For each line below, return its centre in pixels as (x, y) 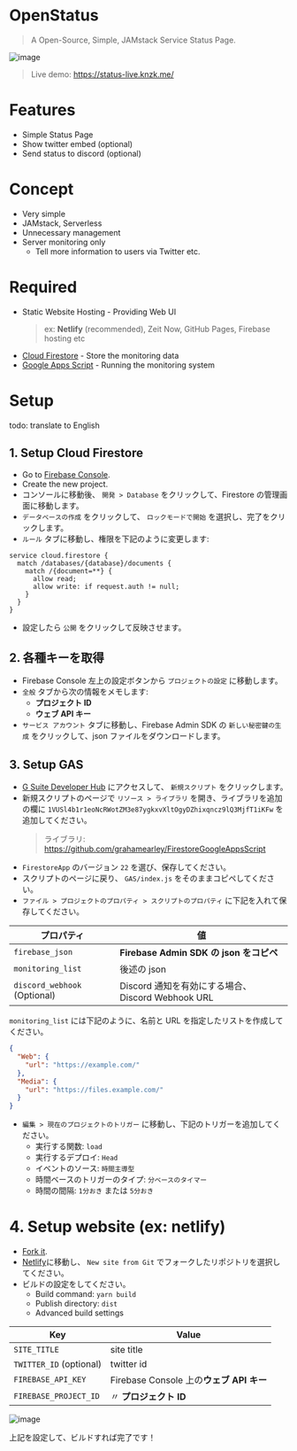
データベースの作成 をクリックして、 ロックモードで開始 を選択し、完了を (146, 516)
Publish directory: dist (76, 1304)
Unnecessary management (71, 232)
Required (43, 287)
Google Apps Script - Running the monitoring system (118, 365)
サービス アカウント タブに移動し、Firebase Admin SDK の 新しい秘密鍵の (148, 725)
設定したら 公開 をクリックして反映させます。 (104, 627)
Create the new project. (65, 484)
